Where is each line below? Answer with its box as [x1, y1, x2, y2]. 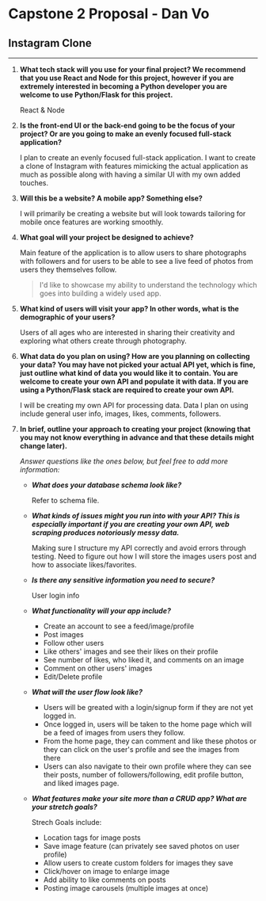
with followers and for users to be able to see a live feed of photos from [19, 257, 253, 265]
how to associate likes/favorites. [31, 560, 137, 569]
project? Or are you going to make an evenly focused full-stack [19, 129, 232, 139]
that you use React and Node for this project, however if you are [19, 73, 234, 82]
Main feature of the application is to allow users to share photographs [19, 248, 247, 258]
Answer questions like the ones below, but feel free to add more [19, 456, 228, 466]
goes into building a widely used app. [39, 288, 161, 298]
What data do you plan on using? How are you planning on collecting [19, 352, 251, 361]
